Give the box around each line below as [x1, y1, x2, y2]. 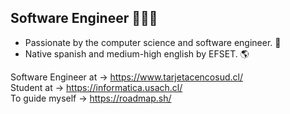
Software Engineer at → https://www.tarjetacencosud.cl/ [10, 71, 243, 83]
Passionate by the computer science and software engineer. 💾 [24, 36, 282, 48]
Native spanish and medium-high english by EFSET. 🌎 [24, 47, 250, 60]
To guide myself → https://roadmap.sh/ [10, 92, 172, 104]
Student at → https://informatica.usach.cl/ [10, 81, 183, 93]
